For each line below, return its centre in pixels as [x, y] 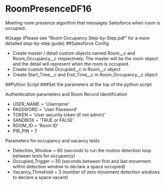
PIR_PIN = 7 [25, 131]
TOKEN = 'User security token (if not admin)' [59, 115]
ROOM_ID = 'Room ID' [36, 125]
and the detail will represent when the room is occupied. [71, 64]
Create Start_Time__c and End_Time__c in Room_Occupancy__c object [85, 74]
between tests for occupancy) [44, 156]
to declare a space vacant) [40, 177]
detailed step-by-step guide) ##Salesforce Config [57, 43]
